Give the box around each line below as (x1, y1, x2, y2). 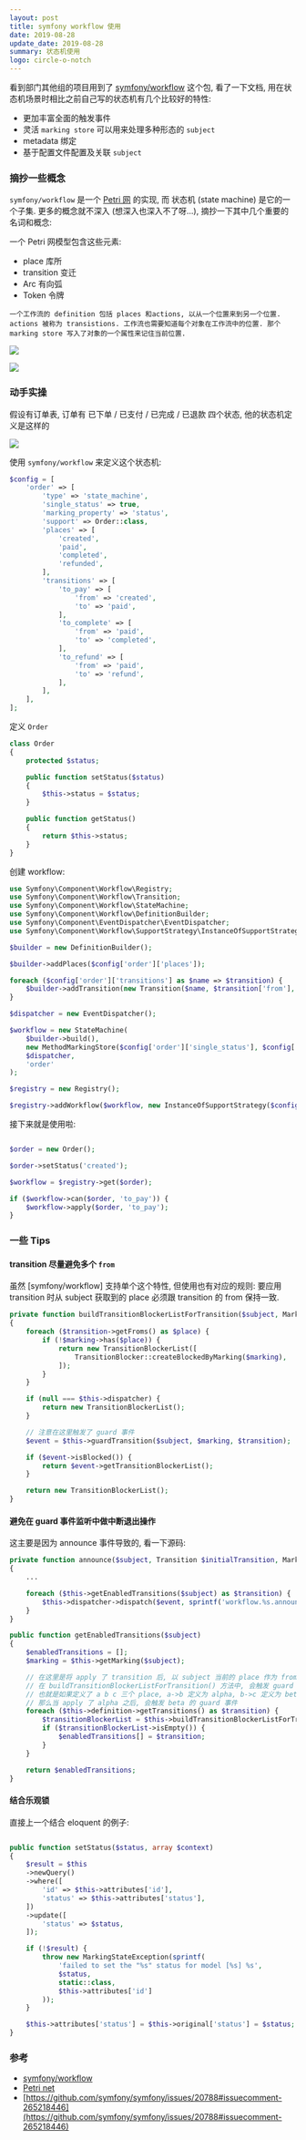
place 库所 (22, 256, 62, 267)
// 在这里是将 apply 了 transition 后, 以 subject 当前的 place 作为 (25, 1672, 278, 1682)
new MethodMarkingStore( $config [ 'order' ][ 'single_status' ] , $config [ (25, 1043, 296, 1052)
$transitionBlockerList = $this (42, 1715, 166, 1724)
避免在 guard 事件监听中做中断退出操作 (9, 1515, 157, 1527)
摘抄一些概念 (9, 171, 66, 184)
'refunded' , (57, 560, 104, 569)
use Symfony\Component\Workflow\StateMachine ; (9, 901, 189, 911)
